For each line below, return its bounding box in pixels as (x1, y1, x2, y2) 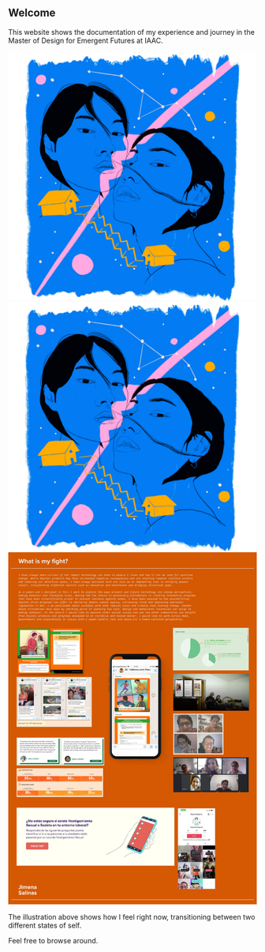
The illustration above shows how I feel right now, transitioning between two (8, 912, 256, 921)
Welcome (8, 6, 56, 20)
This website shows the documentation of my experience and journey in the (8, 27, 255, 36)
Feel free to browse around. (8, 935, 99, 945)
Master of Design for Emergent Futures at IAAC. (8, 36, 163, 45)
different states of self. (8, 920, 82, 930)
